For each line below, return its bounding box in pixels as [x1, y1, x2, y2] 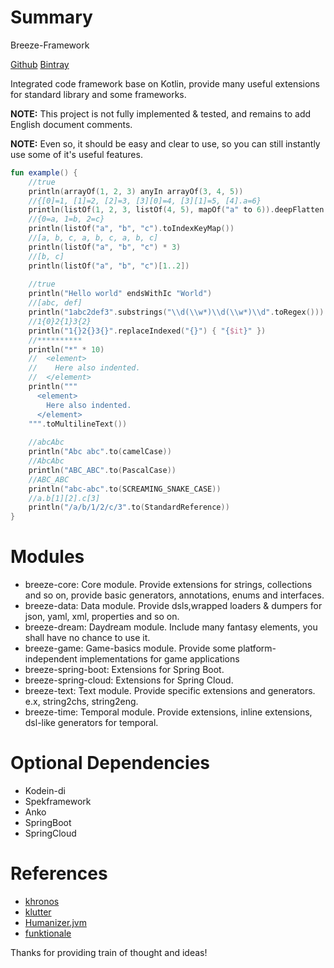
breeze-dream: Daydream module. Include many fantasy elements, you [24, 621, 318, 633]
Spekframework [24, 796, 92, 808]
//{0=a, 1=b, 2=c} [28, 214, 105, 225]
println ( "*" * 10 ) [28, 344, 105, 355]
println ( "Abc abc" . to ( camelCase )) [28, 447, 172, 457]
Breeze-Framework [10, 39, 90, 51]
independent [24, 653, 78, 665]
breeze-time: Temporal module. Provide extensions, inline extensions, [24, 706, 313, 718]
